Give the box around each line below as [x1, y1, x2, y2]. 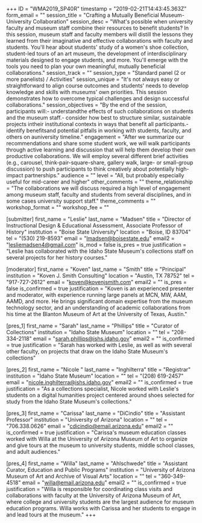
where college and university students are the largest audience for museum [6, 498, 194, 506]
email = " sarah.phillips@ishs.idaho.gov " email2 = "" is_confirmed [33, 335, 195, 342]
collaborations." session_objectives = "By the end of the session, [6, 101, 168, 108]
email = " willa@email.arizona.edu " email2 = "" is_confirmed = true [22, 479, 187, 486]
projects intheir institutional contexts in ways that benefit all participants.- [6, 121, 189, 127]
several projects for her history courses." [6, 254, 108, 261]
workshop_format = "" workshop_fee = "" [6, 204, 110, 211]
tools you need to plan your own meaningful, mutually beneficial [6, 63, 166, 70]
